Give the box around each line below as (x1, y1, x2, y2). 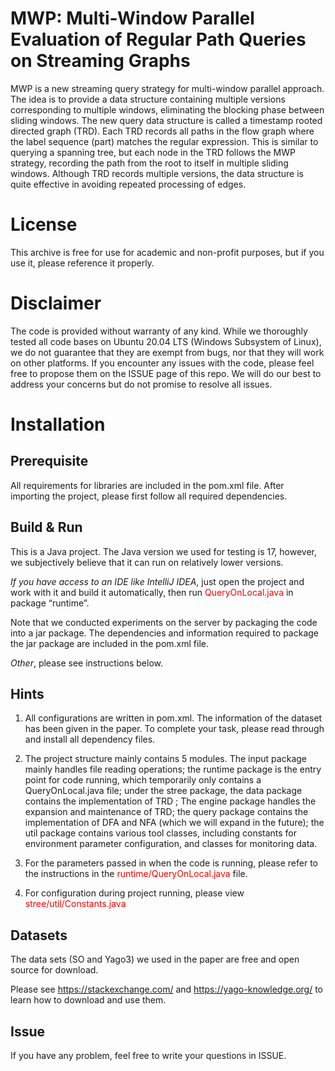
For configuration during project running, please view (24, 887, 245, 899)
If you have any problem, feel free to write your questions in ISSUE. (10, 1050, 287, 1062)
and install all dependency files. (24, 733, 156, 746)
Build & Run (10, 519, 83, 536)
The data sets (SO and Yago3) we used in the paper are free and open (10, 953, 300, 966)
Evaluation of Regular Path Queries (10, 28, 307, 51)
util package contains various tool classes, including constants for (24, 827, 298, 839)
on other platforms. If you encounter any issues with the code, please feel (10, 357, 315, 369)
